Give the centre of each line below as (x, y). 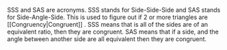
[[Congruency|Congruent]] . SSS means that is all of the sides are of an (108, 24)
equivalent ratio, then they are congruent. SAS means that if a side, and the (113, 32)
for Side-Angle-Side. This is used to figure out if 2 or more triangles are (108, 17)
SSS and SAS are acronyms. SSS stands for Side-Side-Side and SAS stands (114, 10)
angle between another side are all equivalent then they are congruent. (107, 39)
